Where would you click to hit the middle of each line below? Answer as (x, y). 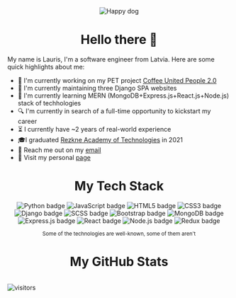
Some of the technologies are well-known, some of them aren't (119, 234)
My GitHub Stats (119, 262)
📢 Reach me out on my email (59, 150)
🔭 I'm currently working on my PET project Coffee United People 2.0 (117, 80)
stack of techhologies (49, 103)
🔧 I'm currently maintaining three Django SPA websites (97, 88)
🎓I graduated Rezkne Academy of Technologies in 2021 (100, 139)
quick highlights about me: (46, 67)
